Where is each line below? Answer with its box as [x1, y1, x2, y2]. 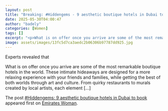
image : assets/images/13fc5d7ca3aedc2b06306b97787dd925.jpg [5, 40, 133, 45]
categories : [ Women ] [5, 26, 48, 31]
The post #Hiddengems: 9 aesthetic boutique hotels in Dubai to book [5, 94, 147, 100]
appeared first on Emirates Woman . [5, 100, 78, 106]
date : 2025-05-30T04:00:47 [5, 17, 61, 22]
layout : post [5, 7, 32, 13]
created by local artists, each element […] [5, 85, 91, 91]
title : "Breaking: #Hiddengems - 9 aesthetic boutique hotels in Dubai [5, 12, 157, 17]
